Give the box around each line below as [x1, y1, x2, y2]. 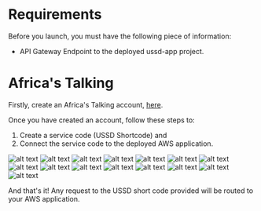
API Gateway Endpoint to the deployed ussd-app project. [19, 46, 204, 56]
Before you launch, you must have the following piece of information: [8, 31, 232, 41]
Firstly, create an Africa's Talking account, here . [8, 100, 164, 109]
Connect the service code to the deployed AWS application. [19, 139, 214, 148]
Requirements [8, 5, 102, 24]
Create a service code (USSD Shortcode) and [19, 130, 167, 140]
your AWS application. [8, 194, 80, 203]
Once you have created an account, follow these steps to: [8, 115, 195, 125]
